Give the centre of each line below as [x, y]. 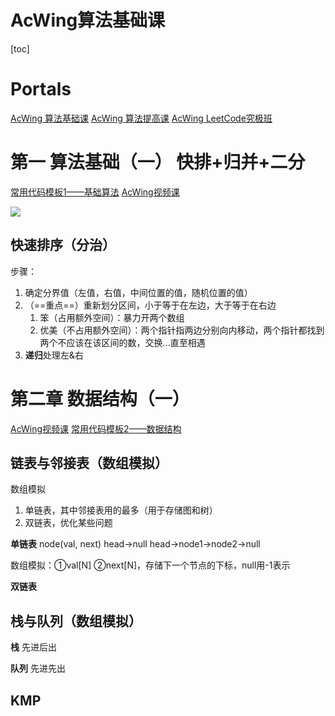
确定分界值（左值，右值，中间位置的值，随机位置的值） [138, 292]
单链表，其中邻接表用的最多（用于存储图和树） [121, 510]
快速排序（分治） [63, 245]
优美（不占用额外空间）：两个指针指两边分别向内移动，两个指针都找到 [182, 330]
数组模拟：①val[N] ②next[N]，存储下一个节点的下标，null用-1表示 [150, 565]
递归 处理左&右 [54, 355]
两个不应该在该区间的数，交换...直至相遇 [122, 342]
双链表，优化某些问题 [68, 523]
